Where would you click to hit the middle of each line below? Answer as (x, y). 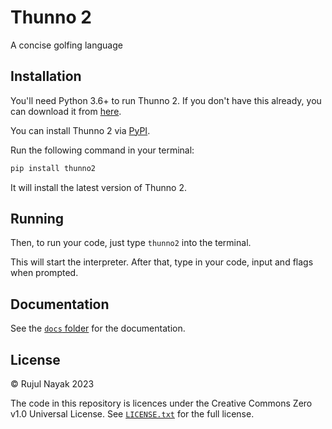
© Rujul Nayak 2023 (52, 384)
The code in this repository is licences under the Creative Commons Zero (161, 403)
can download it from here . (66, 111)
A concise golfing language (66, 45)
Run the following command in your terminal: (102, 150)
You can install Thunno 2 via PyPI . (80, 130)
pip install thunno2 (53, 168)
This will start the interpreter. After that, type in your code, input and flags (162, 262)
